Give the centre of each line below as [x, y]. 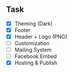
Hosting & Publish [36, 63]
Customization [32, 43]
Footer [22, 30]
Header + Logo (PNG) [41, 37]
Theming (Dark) [34, 23]
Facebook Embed [36, 56]
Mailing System [33, 50]
